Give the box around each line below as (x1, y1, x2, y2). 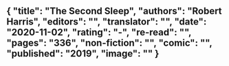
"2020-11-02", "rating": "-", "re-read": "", (6, 27, 192, 38)
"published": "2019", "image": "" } (6, 48, 160, 60)
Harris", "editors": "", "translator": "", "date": (6, 16, 207, 28)
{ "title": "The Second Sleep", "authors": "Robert (6, 5, 222, 17)
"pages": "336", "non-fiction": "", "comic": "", (6, 37, 212, 49)
